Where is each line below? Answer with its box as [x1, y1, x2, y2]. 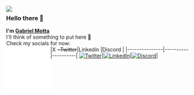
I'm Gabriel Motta [6, 28, 50, 35]
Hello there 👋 [6, 14, 44, 22]
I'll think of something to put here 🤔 [6, 33, 91, 40]
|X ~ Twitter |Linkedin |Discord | [50, 46, 125, 53]
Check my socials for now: [6, 40, 71, 47]
